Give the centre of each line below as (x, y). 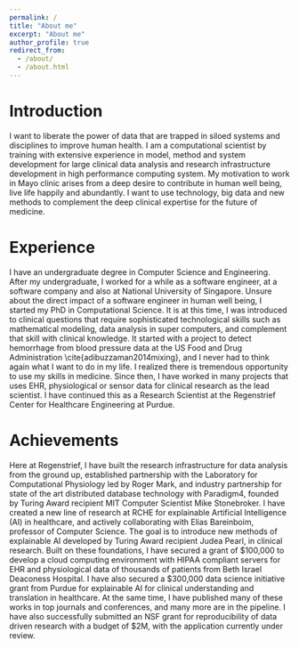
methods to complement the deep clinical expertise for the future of (133, 202)
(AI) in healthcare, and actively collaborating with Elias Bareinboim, (132, 522)
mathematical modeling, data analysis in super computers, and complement (148, 328)
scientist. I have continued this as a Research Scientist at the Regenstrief (142, 395)
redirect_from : (37, 51)
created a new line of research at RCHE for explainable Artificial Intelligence (148, 512)
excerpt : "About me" (48, 34)
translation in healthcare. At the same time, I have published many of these (146, 597)
